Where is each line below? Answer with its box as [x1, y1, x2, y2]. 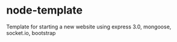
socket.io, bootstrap [6, 29, 56, 36]
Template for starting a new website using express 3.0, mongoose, [6, 23, 172, 30]
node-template [6, 4, 83, 17]
